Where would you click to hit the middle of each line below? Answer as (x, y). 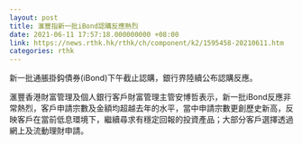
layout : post (34, 18)
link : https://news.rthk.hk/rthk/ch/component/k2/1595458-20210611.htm (146, 43)
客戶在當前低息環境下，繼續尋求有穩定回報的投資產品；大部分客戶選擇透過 (155, 120)
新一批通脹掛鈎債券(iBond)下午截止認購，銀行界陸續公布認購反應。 (134, 78)
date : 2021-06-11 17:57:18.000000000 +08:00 (94, 34)
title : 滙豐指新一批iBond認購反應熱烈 (74, 26)
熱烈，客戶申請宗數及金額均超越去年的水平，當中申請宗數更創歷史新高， (151, 108)
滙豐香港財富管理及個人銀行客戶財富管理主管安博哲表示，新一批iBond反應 (146, 97)
